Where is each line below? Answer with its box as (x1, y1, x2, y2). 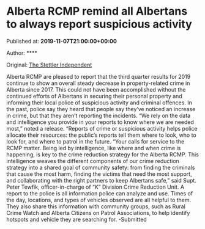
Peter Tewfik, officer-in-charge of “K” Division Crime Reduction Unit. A (6, 183, 185, 191)
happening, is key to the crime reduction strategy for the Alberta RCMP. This (6, 151, 199, 158)
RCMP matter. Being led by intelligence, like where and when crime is (6, 144, 181, 151)
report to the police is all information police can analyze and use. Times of (6, 189, 193, 197)
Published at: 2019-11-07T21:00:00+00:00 (6, 37, 117, 45)
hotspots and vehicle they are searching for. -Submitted (6, 216, 147, 223)
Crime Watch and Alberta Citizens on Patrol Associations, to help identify (6, 209, 190, 216)
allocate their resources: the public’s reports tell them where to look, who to (6, 131, 197, 139)
